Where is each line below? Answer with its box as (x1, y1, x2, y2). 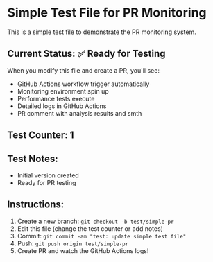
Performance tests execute (17, 94, 95, 103)
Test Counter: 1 (7, 130, 74, 141)
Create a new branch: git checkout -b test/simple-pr (17, 217, 175, 225)
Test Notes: (7, 152, 58, 164)
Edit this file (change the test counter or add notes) (17, 224, 163, 233)
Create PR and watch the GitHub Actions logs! (17, 246, 149, 254)
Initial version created (17, 171, 80, 180)
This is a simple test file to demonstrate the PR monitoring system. (7, 28, 196, 36)
